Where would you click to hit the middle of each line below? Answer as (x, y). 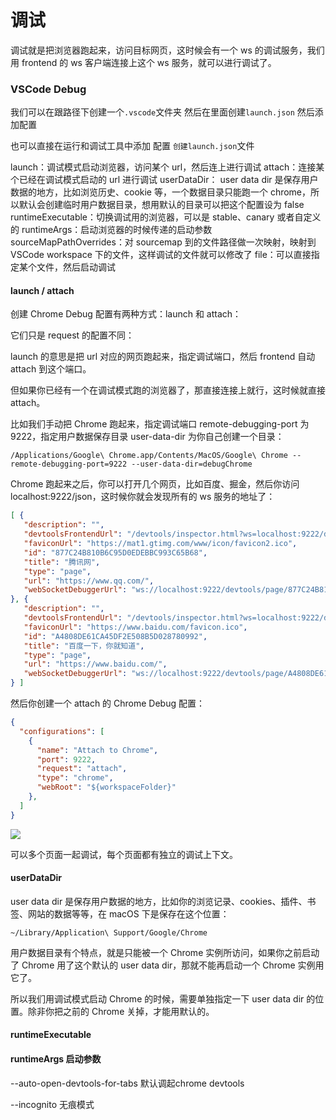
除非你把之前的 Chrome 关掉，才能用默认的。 (121, 1011)
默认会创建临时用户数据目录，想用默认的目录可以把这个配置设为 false (161, 205)
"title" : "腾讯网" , (62, 562)
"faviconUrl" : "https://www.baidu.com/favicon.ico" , (135, 627)
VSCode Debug (48, 89)
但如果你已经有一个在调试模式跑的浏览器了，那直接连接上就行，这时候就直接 (168, 390)
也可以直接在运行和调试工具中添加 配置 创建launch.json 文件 (132, 146)
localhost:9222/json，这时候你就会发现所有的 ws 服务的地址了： (143, 497)
